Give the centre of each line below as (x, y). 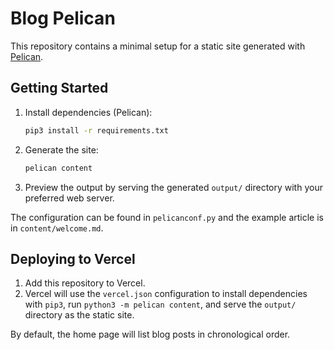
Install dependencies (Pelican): (88, 112)
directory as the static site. (79, 315)
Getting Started (59, 88)
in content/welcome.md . (57, 228)
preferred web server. (69, 198)
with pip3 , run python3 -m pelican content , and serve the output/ (160, 304)
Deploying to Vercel (73, 258)
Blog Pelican (63, 18)
